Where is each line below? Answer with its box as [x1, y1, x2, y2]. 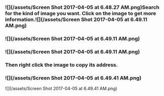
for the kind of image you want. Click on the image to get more [5, 10, 156, 17]
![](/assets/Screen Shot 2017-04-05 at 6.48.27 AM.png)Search [5, 4, 160, 11]
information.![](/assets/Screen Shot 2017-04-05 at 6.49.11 [5, 16, 147, 23]
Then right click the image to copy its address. [5, 61, 118, 68]
